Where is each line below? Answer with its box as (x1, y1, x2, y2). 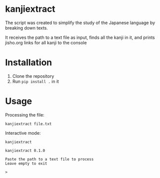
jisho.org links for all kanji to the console (5, 39, 87, 45)
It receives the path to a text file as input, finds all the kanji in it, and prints (5, 34, 155, 40)
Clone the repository (12, 73, 54, 79)
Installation (5, 57, 52, 68)
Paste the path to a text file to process (5, 156, 94, 162)
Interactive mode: (5, 130, 41, 136)
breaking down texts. (5, 25, 48, 30)
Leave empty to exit (5, 161, 48, 166)
